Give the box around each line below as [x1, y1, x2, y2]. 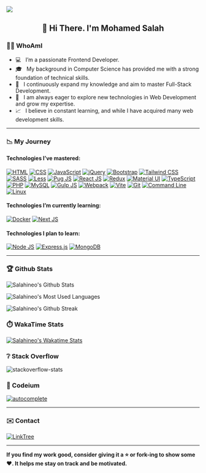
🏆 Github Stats [6, 264, 53, 273]
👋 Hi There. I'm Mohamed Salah [42, 23, 164, 34]
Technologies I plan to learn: [6, 229, 80, 237]
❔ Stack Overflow [6, 352, 59, 360]
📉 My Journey [6, 137, 51, 145]
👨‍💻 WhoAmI [6, 42, 43, 50]
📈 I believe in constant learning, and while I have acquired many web [15, 107, 194, 114]
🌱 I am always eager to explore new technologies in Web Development [15, 93, 197, 101]
